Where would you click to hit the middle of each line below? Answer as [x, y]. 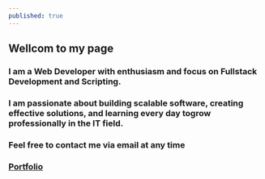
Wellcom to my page [61, 49]
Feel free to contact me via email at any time [97, 144]
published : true [36, 16]
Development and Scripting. [65, 81]
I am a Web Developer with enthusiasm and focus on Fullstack [133, 71]
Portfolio [26, 166]
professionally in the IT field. [66, 123]
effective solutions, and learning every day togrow [110, 113]
